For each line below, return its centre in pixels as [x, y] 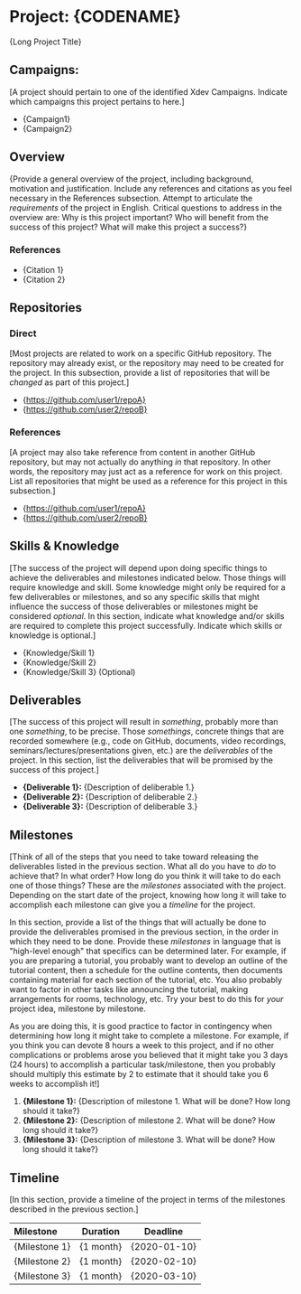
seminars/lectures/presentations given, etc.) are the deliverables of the [141, 751]
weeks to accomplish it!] [55, 1084]
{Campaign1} [46, 118]
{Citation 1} [43, 269]
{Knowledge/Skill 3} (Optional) [79, 671]
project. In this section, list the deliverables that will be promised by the [141, 760]
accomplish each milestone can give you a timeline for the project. [132, 905]
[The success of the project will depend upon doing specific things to [138, 567]
